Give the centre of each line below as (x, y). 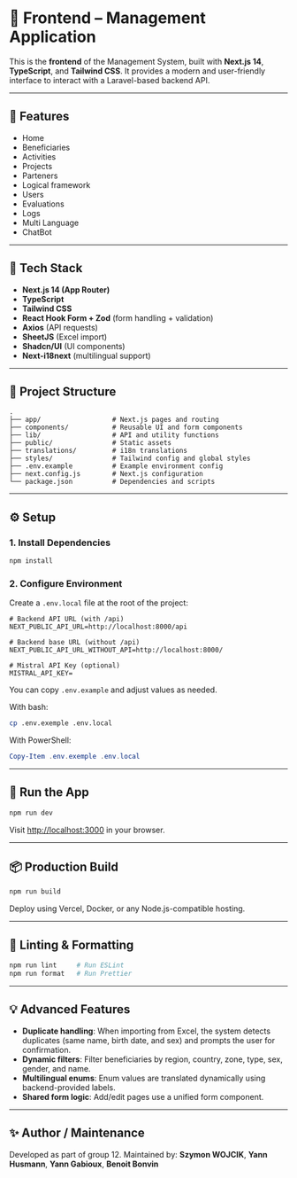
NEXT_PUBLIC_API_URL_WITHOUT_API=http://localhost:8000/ (116, 651)
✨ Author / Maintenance (77, 1133)
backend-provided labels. (69, 1087)
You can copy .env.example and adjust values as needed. (114, 690)
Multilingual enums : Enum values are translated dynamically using (144, 1078)
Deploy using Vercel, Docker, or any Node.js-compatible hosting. (127, 909)
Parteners (40, 176)
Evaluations (43, 204)
